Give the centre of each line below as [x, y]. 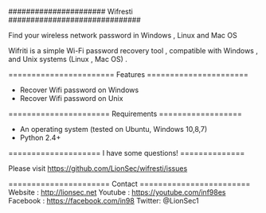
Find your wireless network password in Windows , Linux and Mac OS [123, 35]
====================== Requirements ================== [125, 114]
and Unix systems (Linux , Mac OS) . [68, 59]
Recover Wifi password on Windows [79, 90]
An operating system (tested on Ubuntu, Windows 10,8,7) [113, 129]
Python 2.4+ [40, 137]
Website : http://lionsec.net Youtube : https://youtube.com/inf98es [117, 192]
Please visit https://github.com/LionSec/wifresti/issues [98, 168]
